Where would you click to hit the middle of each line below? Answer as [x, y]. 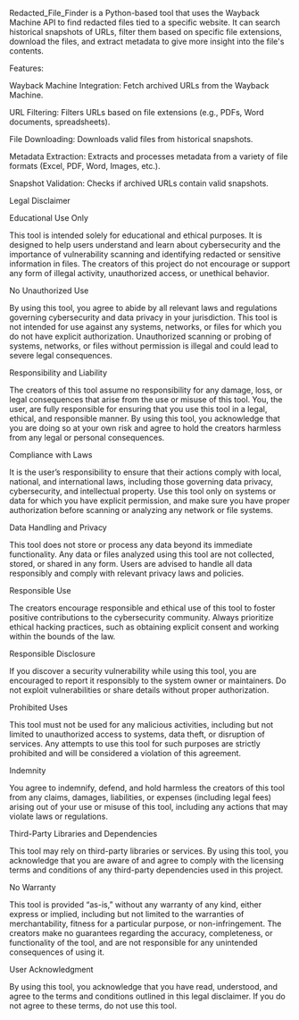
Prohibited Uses [39, 707]
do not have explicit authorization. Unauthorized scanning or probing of [141, 336]
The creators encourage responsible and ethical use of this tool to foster [142, 608]
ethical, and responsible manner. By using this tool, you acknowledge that [145, 418]
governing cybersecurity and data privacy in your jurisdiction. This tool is [144, 317]
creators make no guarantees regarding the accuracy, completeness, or [141, 933]
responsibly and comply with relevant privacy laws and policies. [127, 573]
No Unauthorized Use [49, 291]
